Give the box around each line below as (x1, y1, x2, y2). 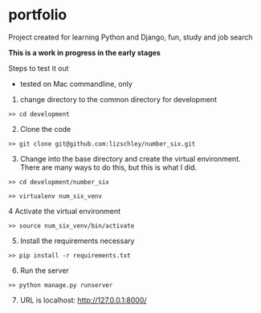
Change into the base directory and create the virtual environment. (19, 154, 241, 163)
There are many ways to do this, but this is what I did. (19, 163, 198, 172)
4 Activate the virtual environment (8, 206, 121, 216)
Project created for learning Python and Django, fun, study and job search (8, 32, 253, 42)
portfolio (8, 6, 67, 24)
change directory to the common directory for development (19, 94, 217, 104)
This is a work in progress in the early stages (8, 47, 161, 57)
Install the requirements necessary (19, 236, 135, 245)
